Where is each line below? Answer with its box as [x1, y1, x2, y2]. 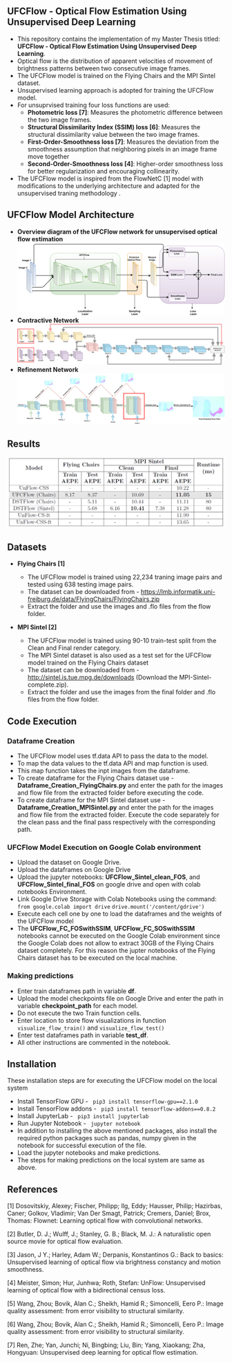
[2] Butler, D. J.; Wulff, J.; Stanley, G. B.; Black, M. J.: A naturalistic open [7, 1230, 211, 1239]
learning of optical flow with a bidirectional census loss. [7, 1286, 166, 1295]
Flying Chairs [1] [17, 559, 66, 568]
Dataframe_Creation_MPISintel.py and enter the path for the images [17, 804, 214, 812]
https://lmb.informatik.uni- [140, 588, 215, 596]
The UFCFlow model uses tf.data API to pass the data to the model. [17, 752, 209, 760]
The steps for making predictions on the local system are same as [17, 1156, 205, 1165]
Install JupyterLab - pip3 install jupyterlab [17, 1112, 149, 1120]
